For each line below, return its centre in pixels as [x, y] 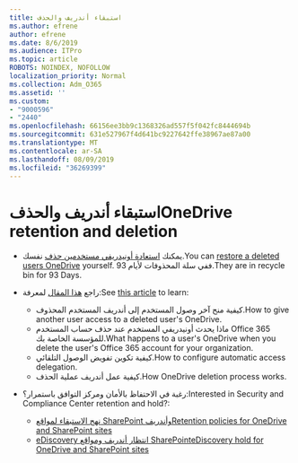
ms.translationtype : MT [54, 143]
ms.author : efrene [44, 26]
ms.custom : [30, 101]
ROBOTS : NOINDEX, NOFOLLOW [60, 68]
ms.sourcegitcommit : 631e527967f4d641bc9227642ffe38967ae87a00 [130, 135]
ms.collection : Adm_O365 [56, 84]
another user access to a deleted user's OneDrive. [129, 319]
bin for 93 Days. [52, 275]
